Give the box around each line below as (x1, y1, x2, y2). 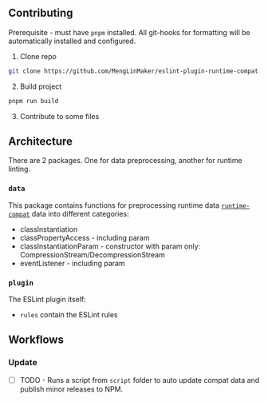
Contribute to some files (19, 111, 100, 121)
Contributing (8, 6, 73, 20)
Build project (19, 82, 62, 91)
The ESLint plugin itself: (8, 294, 86, 304)
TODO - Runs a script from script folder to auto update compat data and (19, 375, 260, 384)
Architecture (8, 134, 73, 148)
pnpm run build (8, 97, 59, 105)
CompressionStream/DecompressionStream (19, 249, 165, 259)
